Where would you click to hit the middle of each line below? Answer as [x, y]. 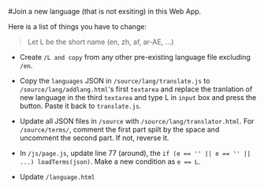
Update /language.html [57, 177]
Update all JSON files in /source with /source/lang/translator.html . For [137, 121]
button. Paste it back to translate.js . [80, 106]
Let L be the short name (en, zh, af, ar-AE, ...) [100, 42]
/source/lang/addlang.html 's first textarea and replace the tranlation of [136, 89]
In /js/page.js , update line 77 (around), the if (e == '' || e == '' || [135, 153]
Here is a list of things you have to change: [78, 26]
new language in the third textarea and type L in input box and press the [138, 97]
